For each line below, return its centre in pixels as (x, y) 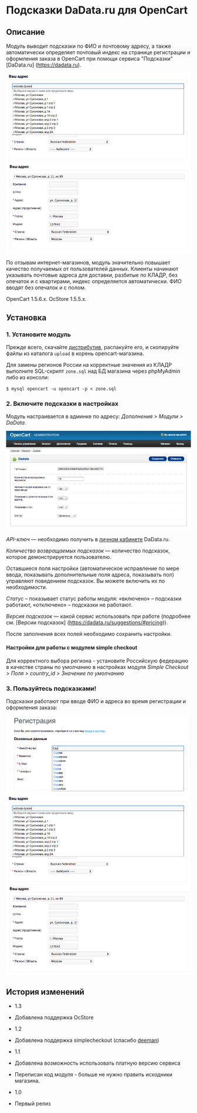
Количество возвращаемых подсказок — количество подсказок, (88, 551)
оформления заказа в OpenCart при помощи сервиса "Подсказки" (89, 59)
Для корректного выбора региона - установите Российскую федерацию (97, 661)
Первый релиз (33, 1104)
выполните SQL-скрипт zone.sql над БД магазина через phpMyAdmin (93, 371)
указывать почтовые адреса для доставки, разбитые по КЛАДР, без (92, 275)
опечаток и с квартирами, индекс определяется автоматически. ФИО (94, 281)
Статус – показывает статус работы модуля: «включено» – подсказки (94, 599)
